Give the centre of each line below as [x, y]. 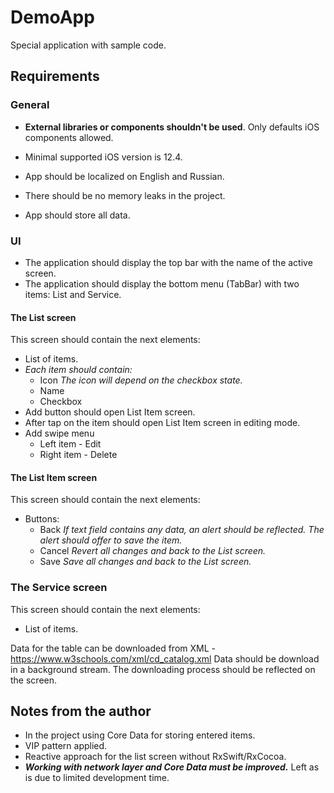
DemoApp [52, 17]
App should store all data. [77, 215]
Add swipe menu [59, 433]
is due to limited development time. [97, 778]
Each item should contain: [78, 370]
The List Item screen [54, 477]
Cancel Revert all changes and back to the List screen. [153, 551]
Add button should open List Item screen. [110, 412]
